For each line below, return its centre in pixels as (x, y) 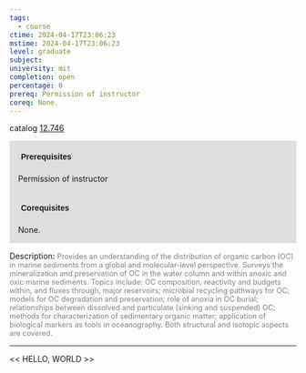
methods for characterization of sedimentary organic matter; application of (138, 316)
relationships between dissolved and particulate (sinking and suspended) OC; (143, 308)
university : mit (40, 69)
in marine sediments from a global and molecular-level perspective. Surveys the (147, 265)
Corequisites (46, 208)
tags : (20, 18)
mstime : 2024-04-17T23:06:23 (65, 43)
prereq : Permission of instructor (75, 94)
